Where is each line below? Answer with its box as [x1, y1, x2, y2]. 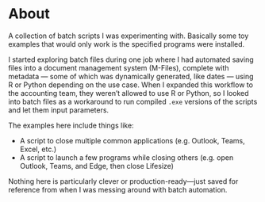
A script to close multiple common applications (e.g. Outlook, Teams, [19, 135, 246, 145]
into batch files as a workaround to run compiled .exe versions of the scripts [8, 97, 258, 106]
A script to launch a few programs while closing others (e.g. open [19, 152, 234, 162]
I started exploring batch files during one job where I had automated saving [8, 55, 254, 64]
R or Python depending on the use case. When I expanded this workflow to [8, 80, 254, 90]
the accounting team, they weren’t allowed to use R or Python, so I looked [8, 88, 249, 97]
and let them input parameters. [8, 105, 109, 115]
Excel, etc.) [19, 144, 57, 154]
